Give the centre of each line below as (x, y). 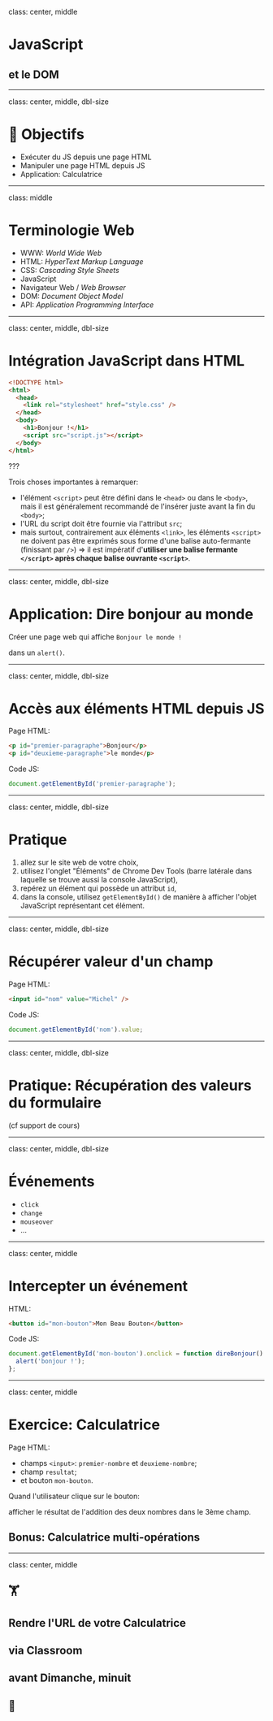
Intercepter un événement (98, 1286)
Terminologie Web (71, 230)
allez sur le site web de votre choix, (79, 862)
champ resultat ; (48, 1472)
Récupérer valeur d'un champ (111, 962)
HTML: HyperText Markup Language (82, 261)
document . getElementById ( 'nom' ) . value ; (76, 1030)
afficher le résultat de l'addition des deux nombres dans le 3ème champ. (130, 1511)
